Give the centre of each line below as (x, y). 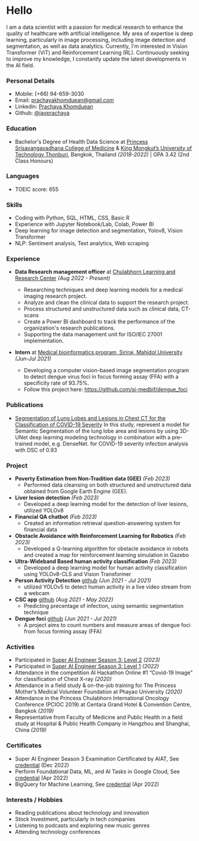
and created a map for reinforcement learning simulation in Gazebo (106, 555)
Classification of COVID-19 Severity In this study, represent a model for (102, 424)
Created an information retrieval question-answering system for (102, 523)
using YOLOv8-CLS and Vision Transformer (77, 574)
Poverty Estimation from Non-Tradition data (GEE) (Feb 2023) (92, 479)
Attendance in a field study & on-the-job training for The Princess (95, 685)
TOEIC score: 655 (36, 189)
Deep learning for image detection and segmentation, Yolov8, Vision (99, 231)
